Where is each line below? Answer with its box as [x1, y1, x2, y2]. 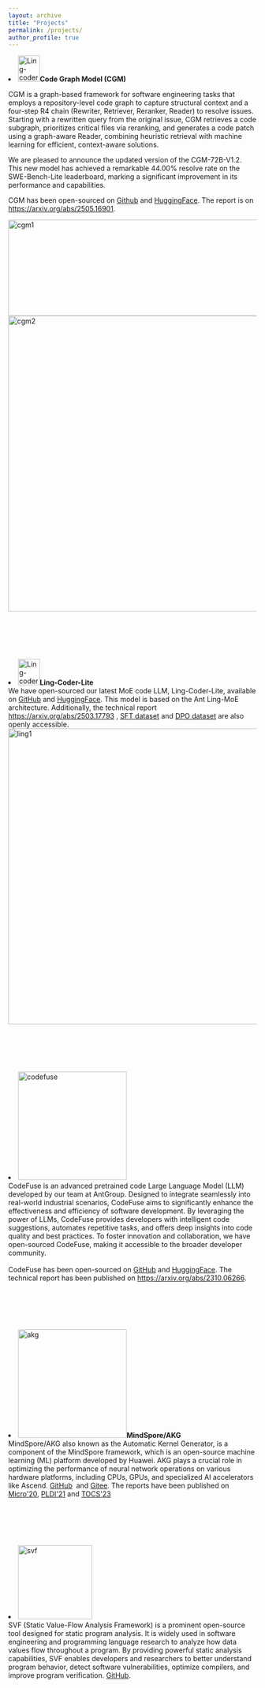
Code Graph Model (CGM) [39, 74, 126, 84]
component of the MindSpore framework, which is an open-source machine [8, 1447, 255, 1457]
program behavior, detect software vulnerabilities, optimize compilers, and [8, 1662, 250, 1672]
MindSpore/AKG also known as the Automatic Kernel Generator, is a [8, 1439, 229, 1448]
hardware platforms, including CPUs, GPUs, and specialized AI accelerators [8, 1473, 254, 1482]
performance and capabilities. [8, 181, 106, 190]
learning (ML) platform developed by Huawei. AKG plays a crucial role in [8, 1456, 243, 1466]
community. [8, 1248, 47, 1258]
